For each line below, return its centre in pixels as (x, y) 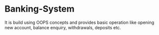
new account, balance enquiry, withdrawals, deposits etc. (63, 27)
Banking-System (40, 9)
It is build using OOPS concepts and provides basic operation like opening (79, 22)
